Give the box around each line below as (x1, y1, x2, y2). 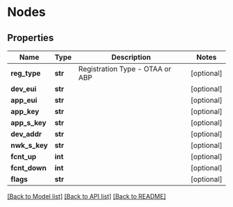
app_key (10, 107, 40, 116)
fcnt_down (10, 163, 47, 172)
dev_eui (10, 84, 37, 94)
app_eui (10, 95, 37, 105)
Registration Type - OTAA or (78, 64, 171, 74)
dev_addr (10, 129, 42, 139)
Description (111, 53, 151, 62)
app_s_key (10, 118, 46, 127)
